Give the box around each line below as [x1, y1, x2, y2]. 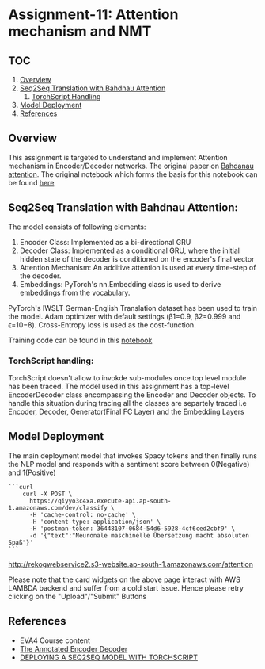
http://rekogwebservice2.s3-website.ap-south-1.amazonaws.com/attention [8, 559, 254, 568]
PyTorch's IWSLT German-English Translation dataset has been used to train [8, 303, 258, 312]
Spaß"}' [8, 538, 34, 546]
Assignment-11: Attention [8, 6, 179, 24]
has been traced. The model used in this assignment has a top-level [8, 381, 229, 391]
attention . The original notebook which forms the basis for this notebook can [8, 169, 258, 179]
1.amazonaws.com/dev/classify [8, 503, 108, 512]
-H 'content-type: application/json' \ [28, 518, 161, 526]
